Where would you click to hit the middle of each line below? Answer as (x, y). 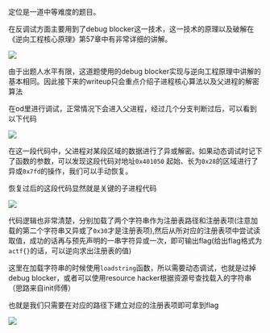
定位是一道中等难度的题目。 (54, 12)
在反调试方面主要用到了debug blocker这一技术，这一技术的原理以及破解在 (131, 29)
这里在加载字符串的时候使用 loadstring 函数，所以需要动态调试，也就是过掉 (132, 268)
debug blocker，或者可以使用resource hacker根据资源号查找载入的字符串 (130, 278)
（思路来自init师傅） (42, 288)
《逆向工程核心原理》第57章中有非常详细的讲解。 (90, 39)
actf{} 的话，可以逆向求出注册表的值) (70, 251)
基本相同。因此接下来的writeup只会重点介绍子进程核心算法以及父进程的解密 (134, 81)
